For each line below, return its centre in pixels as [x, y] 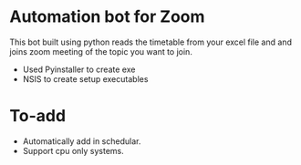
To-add [38, 116]
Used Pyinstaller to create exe [79, 69]
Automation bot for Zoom [107, 17]
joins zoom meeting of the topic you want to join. [101, 51]
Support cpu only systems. [73, 150]
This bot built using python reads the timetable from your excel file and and [150, 42]
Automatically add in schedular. [82, 141]
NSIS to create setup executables [85, 78]
